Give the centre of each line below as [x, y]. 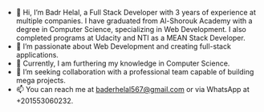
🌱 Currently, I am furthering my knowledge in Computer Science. [123, 63]
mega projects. [41, 80]
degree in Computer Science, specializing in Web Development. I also [131, 29]
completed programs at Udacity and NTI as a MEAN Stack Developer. [131, 38]
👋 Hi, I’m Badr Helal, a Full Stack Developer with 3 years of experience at [136, 12]
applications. [37, 55]
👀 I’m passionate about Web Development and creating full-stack [123, 46]
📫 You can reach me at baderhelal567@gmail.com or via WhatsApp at [133, 89]
